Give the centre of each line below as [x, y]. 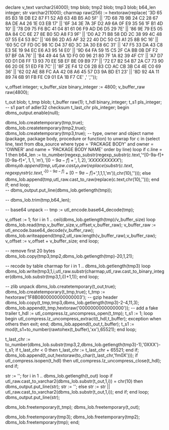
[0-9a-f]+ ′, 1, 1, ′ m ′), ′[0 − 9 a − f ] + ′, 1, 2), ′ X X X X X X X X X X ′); [64, 160]
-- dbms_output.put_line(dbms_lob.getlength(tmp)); [59, 190]
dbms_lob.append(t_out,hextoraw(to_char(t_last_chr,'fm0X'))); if [72, 355]
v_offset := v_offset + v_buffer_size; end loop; [52, 241]
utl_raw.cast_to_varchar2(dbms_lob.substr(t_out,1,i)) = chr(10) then [74, 381]
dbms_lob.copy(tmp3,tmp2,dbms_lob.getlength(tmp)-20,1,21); [69, 256]
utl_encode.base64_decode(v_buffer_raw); [50, 230]
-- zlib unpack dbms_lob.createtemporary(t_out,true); [61, 286]
